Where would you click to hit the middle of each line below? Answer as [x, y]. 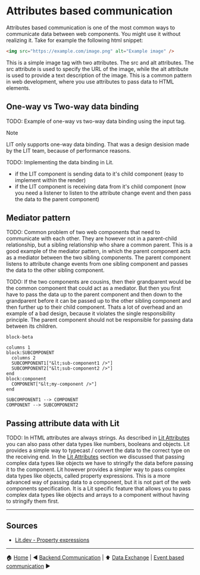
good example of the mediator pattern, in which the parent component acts [98, 251]
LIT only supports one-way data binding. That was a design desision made [98, 144]
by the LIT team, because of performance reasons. [68, 150]
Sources [22, 526]
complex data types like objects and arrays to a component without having [98, 495]
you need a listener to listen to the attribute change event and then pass [103, 193]
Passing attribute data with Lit [63, 423]
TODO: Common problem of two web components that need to [83, 232]
